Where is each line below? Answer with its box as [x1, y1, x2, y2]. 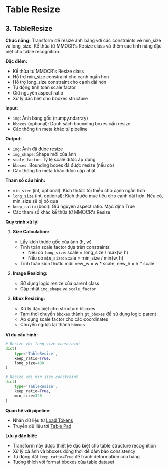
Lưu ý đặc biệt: [5, 433, 38, 439]
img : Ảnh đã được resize [12, 146, 63, 152]
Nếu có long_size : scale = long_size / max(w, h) [27, 249, 129, 255]
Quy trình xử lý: [5, 219, 39, 225]
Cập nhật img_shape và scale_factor [20, 286, 97, 292]
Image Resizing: [12, 270, 48, 276]
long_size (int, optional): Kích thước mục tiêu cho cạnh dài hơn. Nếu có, [12, 193, 163, 199]
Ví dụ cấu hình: [5, 332, 38, 338]
